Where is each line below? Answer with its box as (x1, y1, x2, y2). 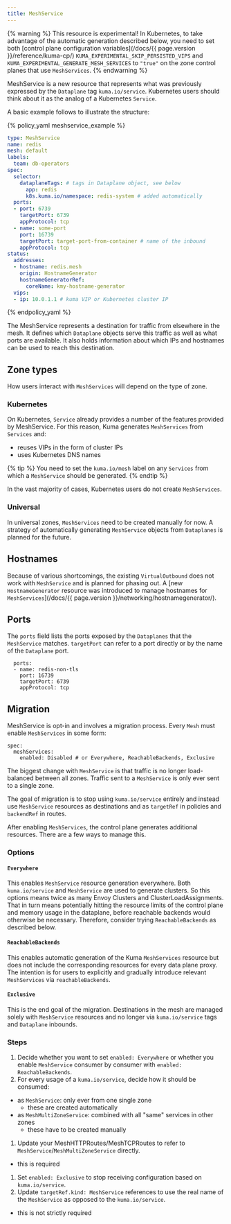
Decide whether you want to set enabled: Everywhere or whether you (17, 1053, 214, 1062)
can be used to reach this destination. (7, 344, 115, 352)
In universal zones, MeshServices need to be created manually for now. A (7, 518, 213, 526)
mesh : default (7, 147, 48, 155)
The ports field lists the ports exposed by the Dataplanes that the (7, 632, 192, 640)
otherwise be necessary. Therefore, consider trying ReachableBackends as (7, 916, 216, 924)
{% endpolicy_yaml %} (7, 308, 71, 316)
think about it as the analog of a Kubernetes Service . (7, 94, 157, 103)
